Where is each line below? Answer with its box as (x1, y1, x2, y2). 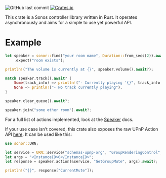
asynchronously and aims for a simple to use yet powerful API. (5, 20, 132, 25)
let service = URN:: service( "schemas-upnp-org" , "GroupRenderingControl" (5, 150, 161, 155)
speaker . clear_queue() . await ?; (5, 99, 70, 104)
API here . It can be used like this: (5, 131, 72, 137)
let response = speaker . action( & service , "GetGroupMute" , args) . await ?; (5, 159, 158, 164)
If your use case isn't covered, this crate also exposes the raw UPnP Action (5, 126, 158, 132)
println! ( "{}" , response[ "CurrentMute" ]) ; (5, 168, 94, 173)
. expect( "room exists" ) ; (14, 58, 65, 63)
